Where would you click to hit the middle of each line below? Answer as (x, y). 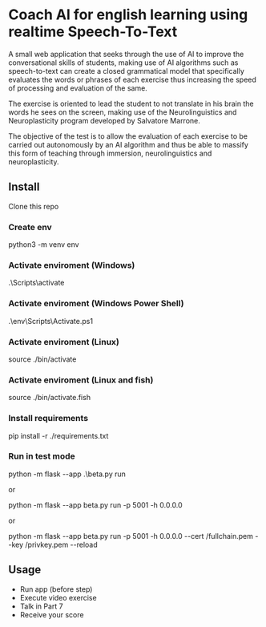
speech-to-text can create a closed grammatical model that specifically (126, 71)
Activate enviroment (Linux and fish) (81, 380)
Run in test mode (42, 456)
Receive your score (52, 614)
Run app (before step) (56, 589)
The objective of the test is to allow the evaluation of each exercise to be (128, 136)
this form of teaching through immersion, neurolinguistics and (110, 153)
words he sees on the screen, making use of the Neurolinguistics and (123, 112)
